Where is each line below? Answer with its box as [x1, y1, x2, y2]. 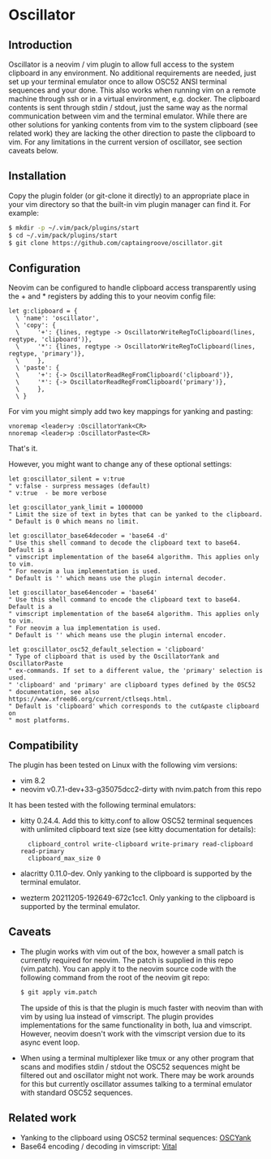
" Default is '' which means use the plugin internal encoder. [8, 631, 227, 640]
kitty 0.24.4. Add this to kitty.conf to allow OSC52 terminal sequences [19, 816, 254, 825]
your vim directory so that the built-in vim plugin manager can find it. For [8, 199, 252, 209]
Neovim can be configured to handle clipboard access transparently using [8, 282, 257, 293]
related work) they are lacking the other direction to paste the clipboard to [8, 128, 256, 138]
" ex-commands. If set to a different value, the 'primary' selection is [8, 667, 264, 675]
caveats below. [8, 146, 59, 155]
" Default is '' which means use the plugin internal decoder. [8, 575, 227, 583]
